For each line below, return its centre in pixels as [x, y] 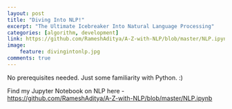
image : [17, 45]
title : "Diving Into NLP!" [46, 20]
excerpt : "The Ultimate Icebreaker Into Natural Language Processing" [111, 26]
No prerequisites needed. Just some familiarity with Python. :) [95, 77]
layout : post [26, 13]
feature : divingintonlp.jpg [60, 52]
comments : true [29, 58]
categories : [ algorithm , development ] [63, 33]
